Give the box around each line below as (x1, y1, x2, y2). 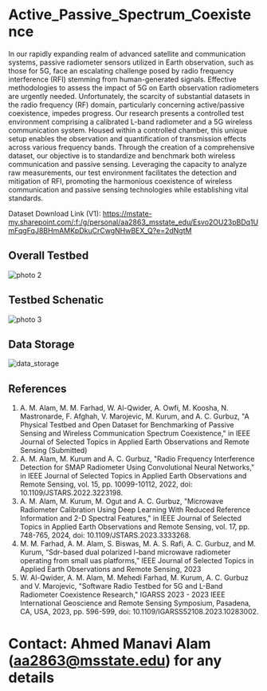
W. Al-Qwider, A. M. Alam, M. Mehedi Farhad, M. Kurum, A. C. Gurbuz (19, 573, 249, 582)
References (8, 382, 67, 395)
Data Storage (8, 337, 75, 351)
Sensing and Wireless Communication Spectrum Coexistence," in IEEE (19, 429, 251, 439)
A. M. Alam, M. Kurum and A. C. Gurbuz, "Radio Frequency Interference (19, 454, 255, 464)
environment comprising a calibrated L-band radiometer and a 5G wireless (8, 117, 253, 126)
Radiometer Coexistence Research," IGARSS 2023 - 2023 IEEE (19, 590, 226, 600)
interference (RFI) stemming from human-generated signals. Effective (8, 74, 237, 84)
